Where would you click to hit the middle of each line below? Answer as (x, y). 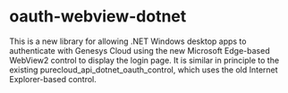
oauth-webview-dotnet (98, 17)
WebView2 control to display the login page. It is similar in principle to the (144, 60)
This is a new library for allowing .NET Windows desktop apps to (128, 41)
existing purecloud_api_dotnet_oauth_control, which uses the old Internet (144, 70)
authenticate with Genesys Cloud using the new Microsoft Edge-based (140, 50)
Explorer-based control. (53, 79)
